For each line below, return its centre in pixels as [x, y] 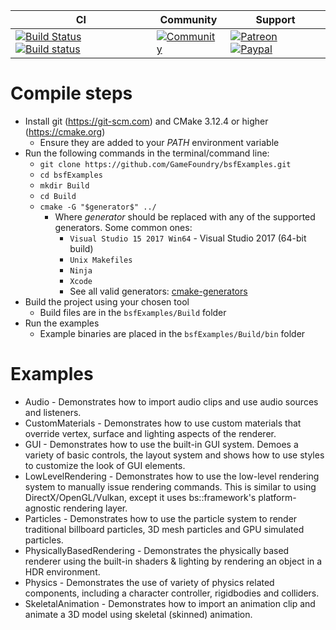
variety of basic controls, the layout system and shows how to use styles [174, 455]
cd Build [58, 196]
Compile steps [71, 93]
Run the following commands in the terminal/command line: [147, 153]
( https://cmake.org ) [65, 131]
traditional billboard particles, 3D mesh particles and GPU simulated [164, 529]
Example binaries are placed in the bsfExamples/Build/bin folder [172, 333]
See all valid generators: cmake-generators [158, 291]
